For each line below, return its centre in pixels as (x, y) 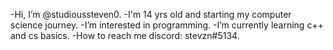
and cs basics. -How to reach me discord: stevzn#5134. (125, 35)
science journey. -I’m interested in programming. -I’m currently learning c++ (167, 25)
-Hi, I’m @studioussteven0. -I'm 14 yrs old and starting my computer (151, 14)
